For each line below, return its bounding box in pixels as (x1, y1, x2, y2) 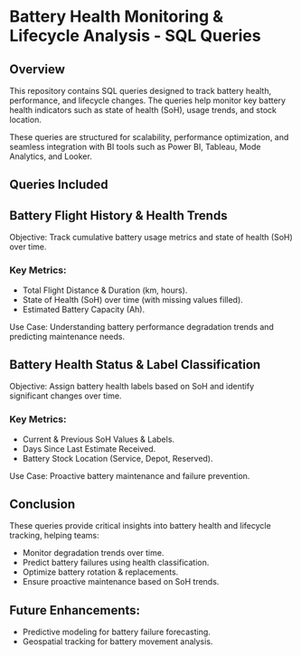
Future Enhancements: (9, 603, 141, 618)
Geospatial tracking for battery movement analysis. (22, 636, 213, 647)
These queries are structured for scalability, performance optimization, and (9, 132, 289, 142)
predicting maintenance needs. (9, 331, 125, 342)
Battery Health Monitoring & (9, 6, 224, 27)
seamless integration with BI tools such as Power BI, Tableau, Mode (9, 142, 261, 152)
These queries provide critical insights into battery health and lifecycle (9, 520, 271, 531)
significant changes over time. (9, 390, 122, 401)
